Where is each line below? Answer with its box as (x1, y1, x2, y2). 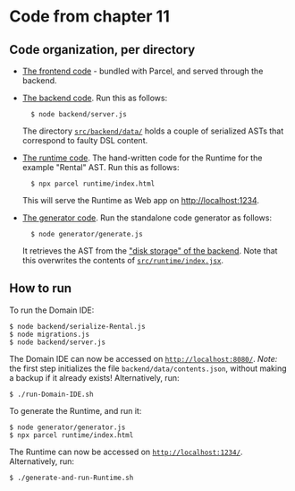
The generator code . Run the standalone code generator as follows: (21, 212, 273, 223)
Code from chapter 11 (9, 6, 170, 27)
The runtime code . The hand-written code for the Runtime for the (21, 152, 263, 163)
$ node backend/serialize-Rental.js (9, 322, 146, 331)
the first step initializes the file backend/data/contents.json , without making (9, 363, 287, 374)
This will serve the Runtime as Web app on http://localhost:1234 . (21, 195, 259, 205)
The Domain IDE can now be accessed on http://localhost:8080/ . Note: (9, 353, 278, 364)
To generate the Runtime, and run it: (9, 405, 142, 416)
